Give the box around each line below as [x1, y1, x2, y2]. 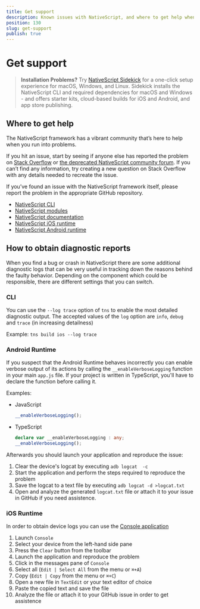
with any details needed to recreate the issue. [6, 171, 118, 179]
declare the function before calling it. [6, 378, 97, 385]
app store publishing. [20, 102, 73, 109]
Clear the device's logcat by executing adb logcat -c [14, 463, 148, 470]
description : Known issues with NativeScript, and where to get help [6, 14, 183, 20]
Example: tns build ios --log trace [6, 330, 97, 338]
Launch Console [14, 534, 54, 542]
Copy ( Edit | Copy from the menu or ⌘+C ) [14, 572, 117, 579]
